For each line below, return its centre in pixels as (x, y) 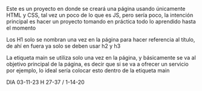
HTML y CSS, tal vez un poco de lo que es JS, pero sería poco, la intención (100, 15)
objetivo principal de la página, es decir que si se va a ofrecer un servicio (97, 64)
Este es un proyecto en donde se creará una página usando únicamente (96, 9)
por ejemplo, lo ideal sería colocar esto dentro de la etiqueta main (88, 71)
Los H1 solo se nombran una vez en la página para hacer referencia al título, (101, 39)
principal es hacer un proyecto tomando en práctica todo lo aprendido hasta (101, 21)
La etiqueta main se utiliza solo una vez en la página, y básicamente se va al (101, 58)
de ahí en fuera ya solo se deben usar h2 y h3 (64, 46)
